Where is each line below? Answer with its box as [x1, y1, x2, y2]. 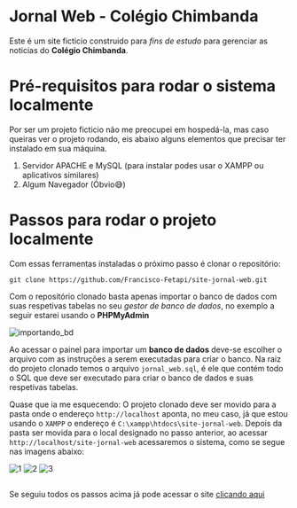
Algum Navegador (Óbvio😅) [21, 179, 126, 190]
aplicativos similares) [21, 169, 99, 180]
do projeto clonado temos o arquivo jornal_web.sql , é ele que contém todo [9, 363, 284, 373]
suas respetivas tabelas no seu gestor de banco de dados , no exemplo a [9, 300, 275, 311]
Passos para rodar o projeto [9, 210, 217, 231]
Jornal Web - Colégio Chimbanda [9, 6, 259, 27]
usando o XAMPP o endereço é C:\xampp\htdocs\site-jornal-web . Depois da [9, 418, 283, 428]
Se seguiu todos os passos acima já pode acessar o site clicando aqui [9, 489, 265, 500]
